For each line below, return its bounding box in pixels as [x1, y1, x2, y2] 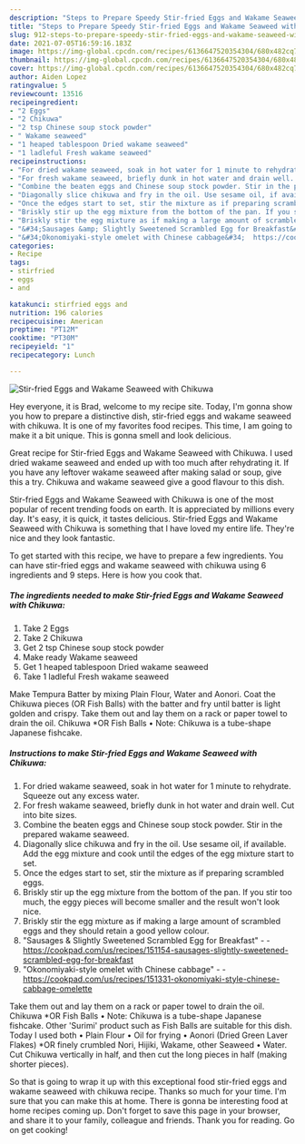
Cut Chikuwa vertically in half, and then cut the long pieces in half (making [9, 1049, 288, 1060]
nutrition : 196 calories [9, 308, 103, 318]
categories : [9, 242, 54, 251]
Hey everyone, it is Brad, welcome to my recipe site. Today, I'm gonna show [9, 400, 293, 411]
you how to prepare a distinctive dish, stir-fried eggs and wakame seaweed [9, 410, 292, 421]
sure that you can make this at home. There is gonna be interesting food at [9, 1095, 289, 1106]
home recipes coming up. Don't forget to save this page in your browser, [9, 1105, 280, 1116]
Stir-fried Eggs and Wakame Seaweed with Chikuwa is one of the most [9, 494, 274, 505]
